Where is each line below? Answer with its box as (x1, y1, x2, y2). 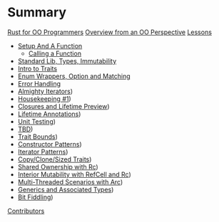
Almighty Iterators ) (17, 87, 73, 95)
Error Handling (17, 79, 61, 88)
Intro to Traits (17, 64, 58, 73)
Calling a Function (28, 49, 82, 58)
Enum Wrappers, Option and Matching (17, 72, 131, 80)
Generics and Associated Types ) (17, 185, 114, 194)
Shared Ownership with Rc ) (17, 162, 98, 171)
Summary (7, 4, 66, 21)
